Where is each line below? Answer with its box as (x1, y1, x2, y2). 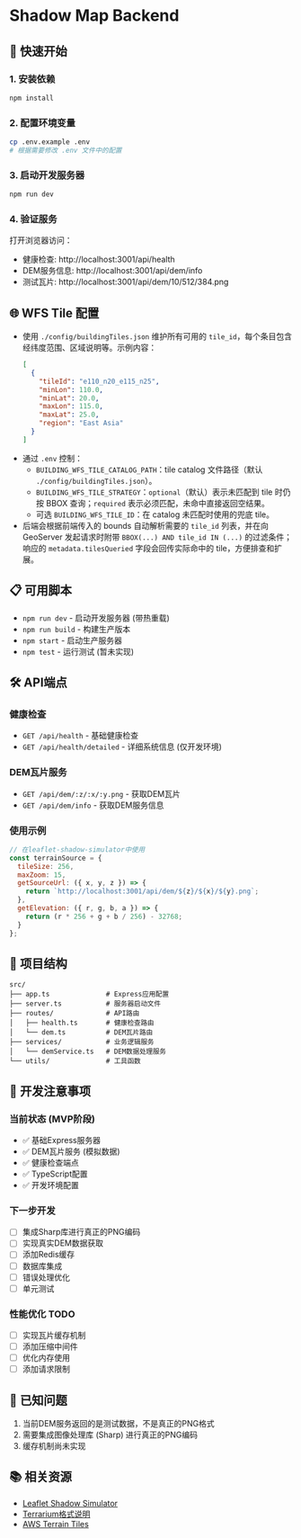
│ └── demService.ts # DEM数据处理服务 (9, 1047, 166, 1057)
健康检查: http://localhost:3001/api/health (22, 254, 175, 265)
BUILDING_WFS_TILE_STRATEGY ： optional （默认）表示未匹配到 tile (35, 487, 273, 497)
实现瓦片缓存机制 (22, 1330, 86, 1341)
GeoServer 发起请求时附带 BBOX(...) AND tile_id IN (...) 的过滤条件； (22, 532, 293, 542)
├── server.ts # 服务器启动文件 (9, 999, 162, 1008)
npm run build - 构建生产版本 (22, 623, 131, 634)
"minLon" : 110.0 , (39, 385, 104, 394)
